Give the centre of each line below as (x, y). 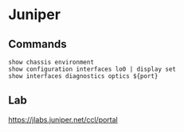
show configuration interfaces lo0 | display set (92, 69)
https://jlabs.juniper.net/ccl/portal (63, 119)
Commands (38, 44)
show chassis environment (51, 62)
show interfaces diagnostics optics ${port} (83, 76)
